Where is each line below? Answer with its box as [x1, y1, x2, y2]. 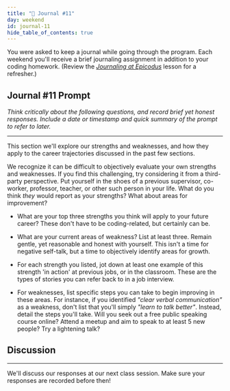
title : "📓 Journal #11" [7, 10, 75, 17]
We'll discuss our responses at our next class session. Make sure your [7, 369, 205, 377]
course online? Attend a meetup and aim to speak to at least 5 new [16, 318, 205, 326]
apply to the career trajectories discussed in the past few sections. [7, 149, 195, 157]
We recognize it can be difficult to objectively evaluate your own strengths [7, 162, 217, 171]
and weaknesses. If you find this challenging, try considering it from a [7, 170, 204, 178]
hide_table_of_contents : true [7, 29, 94, 36]
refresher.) [7, 70, 37, 78]
